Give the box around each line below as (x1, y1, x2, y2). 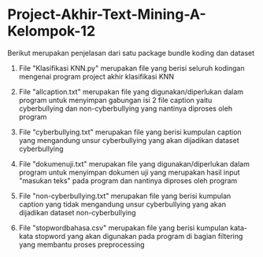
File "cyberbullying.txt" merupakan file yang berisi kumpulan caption (18, 127, 242, 137)
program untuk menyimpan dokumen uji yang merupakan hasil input (18, 167, 241, 177)
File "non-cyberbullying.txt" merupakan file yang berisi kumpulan (18, 191, 232, 200)
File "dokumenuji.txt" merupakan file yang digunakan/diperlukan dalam (18, 159, 250, 168)
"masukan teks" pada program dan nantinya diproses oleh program (18, 175, 238, 185)
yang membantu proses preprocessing (18, 240, 145, 249)
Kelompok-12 (7, 22, 96, 40)
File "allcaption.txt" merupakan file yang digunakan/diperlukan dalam (18, 86, 244, 96)
